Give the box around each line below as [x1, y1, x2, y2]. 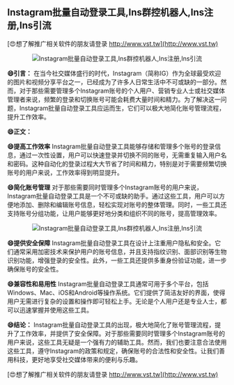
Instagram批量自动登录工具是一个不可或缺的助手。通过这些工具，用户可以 [7, 191, 219, 200]
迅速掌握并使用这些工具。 [19, 306, 93, 314]
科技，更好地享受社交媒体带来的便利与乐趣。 [13, 355, 141, 363]
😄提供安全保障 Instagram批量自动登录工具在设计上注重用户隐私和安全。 [7, 239, 215, 247]
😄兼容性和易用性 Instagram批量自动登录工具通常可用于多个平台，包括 [7, 279, 209, 288]
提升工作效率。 [7, 112, 50, 120]
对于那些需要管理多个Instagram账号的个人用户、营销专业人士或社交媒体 [19, 86, 225, 95]
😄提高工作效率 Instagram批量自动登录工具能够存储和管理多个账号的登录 [7, 142, 215, 150]
